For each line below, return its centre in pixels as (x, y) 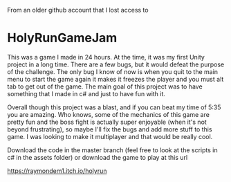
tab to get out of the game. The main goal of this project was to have (105, 87)
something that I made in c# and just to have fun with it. (86, 93)
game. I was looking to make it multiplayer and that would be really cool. (110, 136)
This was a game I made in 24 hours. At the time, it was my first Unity (106, 57)
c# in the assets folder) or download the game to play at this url (98, 157)
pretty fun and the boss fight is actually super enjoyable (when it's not (107, 122)
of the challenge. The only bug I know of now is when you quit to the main (113, 71)
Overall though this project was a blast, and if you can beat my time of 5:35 (114, 107)
